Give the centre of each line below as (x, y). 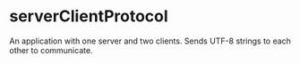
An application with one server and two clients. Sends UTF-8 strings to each (150, 41)
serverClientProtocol (89, 16)
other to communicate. (51, 50)
